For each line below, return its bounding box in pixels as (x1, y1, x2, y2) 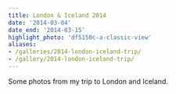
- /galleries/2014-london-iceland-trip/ (8, 48, 142, 56)
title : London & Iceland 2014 (8, 11, 107, 20)
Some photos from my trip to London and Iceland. (8, 76, 168, 86)
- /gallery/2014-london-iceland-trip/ (8, 56, 135, 63)
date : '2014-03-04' (8, 19, 72, 27)
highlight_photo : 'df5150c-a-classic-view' (8, 33, 153, 42)
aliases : (8, 41, 37, 49)
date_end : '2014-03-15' (8, 26, 86, 34)
